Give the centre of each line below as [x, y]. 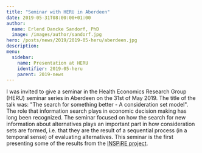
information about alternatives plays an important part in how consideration [101, 124]
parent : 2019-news [40, 74]
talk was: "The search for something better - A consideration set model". [97, 105]
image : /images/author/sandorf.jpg [57, 35]
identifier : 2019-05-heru [50, 69]
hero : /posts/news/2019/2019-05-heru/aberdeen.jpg [72, 40]
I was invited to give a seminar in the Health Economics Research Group [96, 91]
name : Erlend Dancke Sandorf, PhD [55, 29]
